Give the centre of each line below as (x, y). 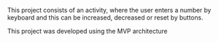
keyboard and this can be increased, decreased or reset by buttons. (105, 17)
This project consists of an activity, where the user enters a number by (109, 10)
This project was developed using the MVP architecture (88, 31)
